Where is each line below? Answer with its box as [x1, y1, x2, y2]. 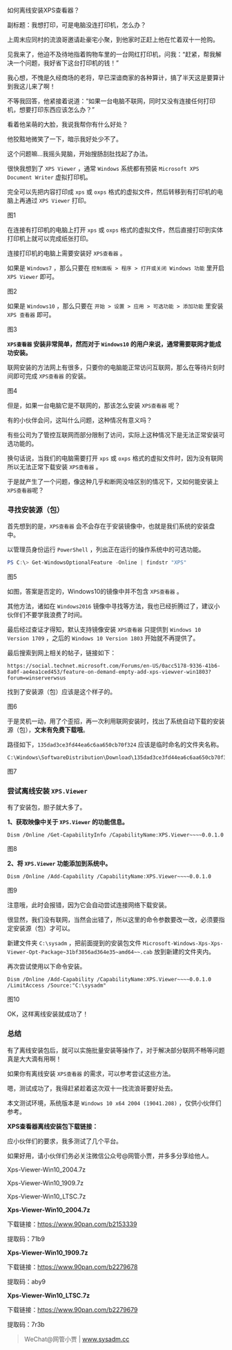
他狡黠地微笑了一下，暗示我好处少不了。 [7, 135, 122, 143]
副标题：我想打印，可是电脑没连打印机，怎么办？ [7, 21, 146, 29]
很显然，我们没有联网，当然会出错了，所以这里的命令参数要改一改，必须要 [7, 915, 219, 924]
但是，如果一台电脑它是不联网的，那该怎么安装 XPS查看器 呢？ [7, 401, 181, 410]
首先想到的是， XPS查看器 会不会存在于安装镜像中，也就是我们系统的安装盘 [7, 522, 215, 531]
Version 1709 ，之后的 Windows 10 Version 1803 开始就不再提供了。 [7, 634, 200, 642]
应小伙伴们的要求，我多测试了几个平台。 [7, 1137, 122, 1145]
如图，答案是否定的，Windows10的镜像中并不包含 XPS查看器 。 [7, 587, 183, 596]
